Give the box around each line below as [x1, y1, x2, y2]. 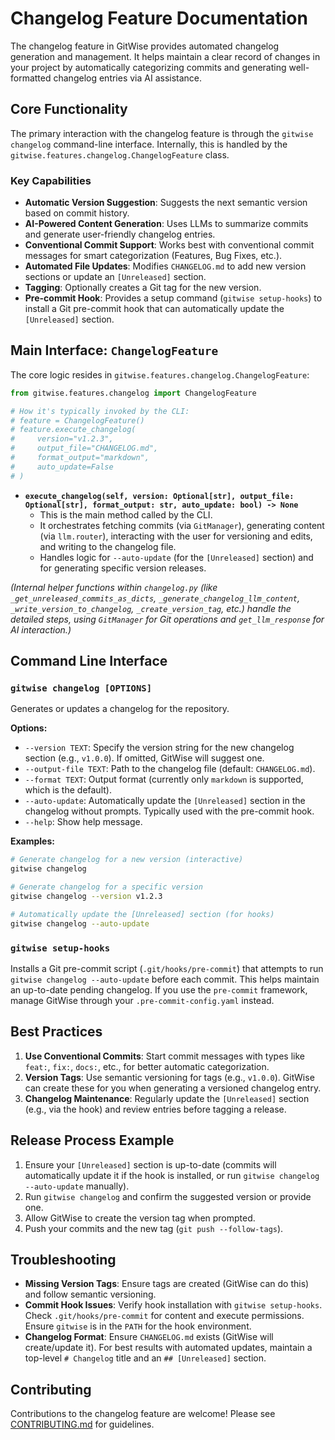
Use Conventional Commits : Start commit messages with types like [24, 1050, 305, 1062]
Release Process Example [10, 1132, 175, 1149]
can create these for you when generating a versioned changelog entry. [24, 1082, 322, 1094]
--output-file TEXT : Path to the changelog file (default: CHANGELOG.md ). [24, 763, 316, 775]
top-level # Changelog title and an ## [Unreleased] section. [24, 1352, 267, 1364]
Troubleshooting [10, 1251, 117, 1268]
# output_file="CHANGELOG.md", [10, 443, 159, 454]
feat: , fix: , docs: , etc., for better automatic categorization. [24, 1060, 270, 1072]
